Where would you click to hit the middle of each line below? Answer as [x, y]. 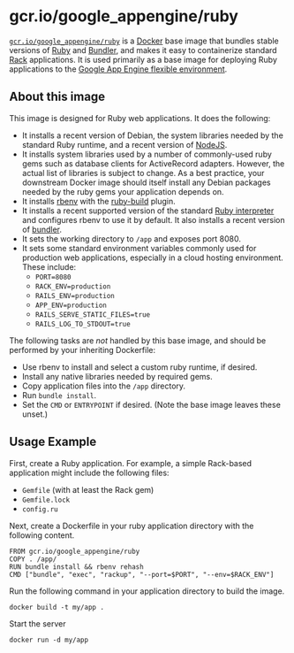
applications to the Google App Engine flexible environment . [118, 69]
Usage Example [53, 442]
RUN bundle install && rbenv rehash [76, 567]
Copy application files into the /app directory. [104, 386]
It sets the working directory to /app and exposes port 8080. [131, 238]
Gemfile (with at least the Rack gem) [88, 489]
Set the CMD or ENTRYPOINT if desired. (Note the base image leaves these [151, 404]
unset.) [35, 414]
